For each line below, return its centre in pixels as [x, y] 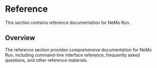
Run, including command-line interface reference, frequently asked [73, 55]
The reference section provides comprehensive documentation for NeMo [78, 49]
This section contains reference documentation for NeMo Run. [68, 23]
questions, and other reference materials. [47, 60]
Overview [20, 38]
